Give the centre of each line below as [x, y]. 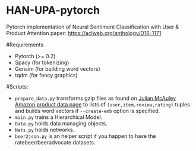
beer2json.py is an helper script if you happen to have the [85, 136]
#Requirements [25, 45]
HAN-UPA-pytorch [53, 10]
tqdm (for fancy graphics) [46, 75]
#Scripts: [17, 86]
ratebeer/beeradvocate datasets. [55, 142]
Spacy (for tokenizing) [42, 62]
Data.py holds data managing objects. [61, 123]
